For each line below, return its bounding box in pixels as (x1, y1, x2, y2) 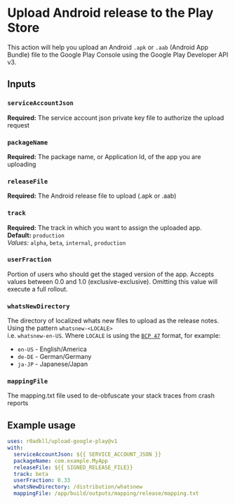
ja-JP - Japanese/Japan (17, 360, 88, 369)
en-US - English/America (17, 345, 88, 353)
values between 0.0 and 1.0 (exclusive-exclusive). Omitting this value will (7, 277, 218, 285)
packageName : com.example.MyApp (13, 457, 109, 464)
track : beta (13, 470, 49, 477)
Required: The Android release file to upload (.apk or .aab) (7, 191, 177, 200)
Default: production (7, 231, 65, 239)
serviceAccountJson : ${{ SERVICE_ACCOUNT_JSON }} (13, 451, 161, 458)
